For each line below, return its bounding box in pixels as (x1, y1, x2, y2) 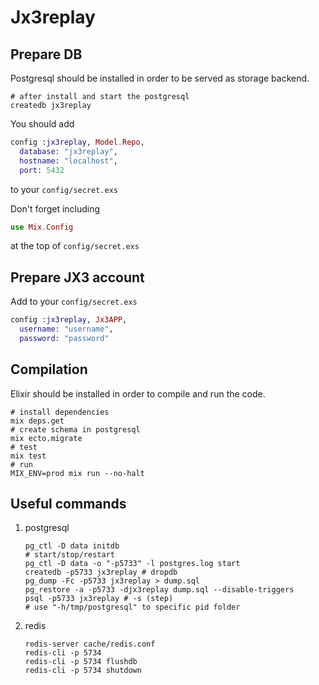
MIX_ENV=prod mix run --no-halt (10, 468, 145, 478)
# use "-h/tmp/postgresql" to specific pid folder (24, 602, 241, 613)
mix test (10, 451, 47, 461)
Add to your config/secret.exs (10, 296, 138, 308)
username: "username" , (19, 324, 114, 335)
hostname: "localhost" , (19, 156, 118, 166)
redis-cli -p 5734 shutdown (24, 666, 142, 676)
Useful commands (10, 496, 127, 513)
